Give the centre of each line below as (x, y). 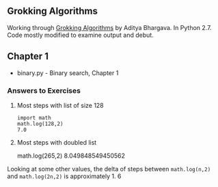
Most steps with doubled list (57, 142)
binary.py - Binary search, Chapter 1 (68, 73)
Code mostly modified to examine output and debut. (80, 35)
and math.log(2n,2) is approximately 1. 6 (64, 176)
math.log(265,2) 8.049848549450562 (71, 156)
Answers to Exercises (44, 90)
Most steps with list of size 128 (60, 105)
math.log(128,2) (40, 124)
